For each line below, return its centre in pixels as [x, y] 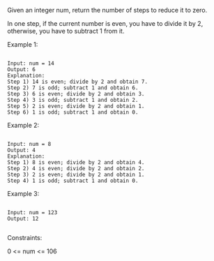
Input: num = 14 [31, 64]
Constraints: [25, 238]
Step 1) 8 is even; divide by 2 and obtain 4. [76, 163]
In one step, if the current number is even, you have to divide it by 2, [105, 23]
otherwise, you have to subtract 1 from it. [66, 31]
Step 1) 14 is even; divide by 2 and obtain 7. [78, 82]
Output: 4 [22, 150]
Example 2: [23, 125]
